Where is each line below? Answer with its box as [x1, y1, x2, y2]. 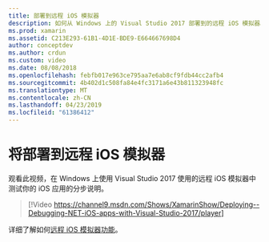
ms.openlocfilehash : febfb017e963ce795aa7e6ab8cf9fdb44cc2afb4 [8, 71, 224, 79]
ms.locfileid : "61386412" [8, 109, 94, 117]
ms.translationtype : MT [8, 86, 88, 95]
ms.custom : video [8, 57, 66, 65]
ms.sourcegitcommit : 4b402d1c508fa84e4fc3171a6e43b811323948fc [8, 79, 224, 87]
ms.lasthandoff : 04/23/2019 [8, 101, 102, 109]
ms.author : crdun [8, 49, 66, 57]
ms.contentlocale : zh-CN [8, 94, 91, 102]
